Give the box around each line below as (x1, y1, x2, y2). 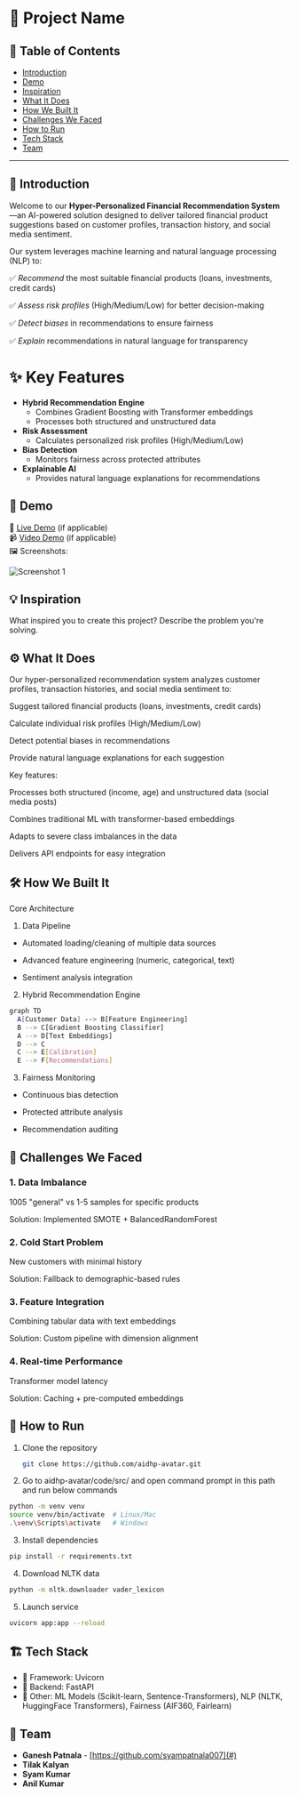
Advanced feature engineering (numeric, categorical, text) (21, 955, 235, 965)
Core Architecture (9, 903, 74, 914)
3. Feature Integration (9, 1296, 105, 1309)
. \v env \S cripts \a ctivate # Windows (9, 1518, 149, 1528)
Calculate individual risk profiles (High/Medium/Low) (9, 718, 201, 729)
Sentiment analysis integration (21, 972, 133, 982)
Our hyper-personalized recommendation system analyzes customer (9, 674, 261, 685)
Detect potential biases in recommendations (9, 736, 170, 746)
